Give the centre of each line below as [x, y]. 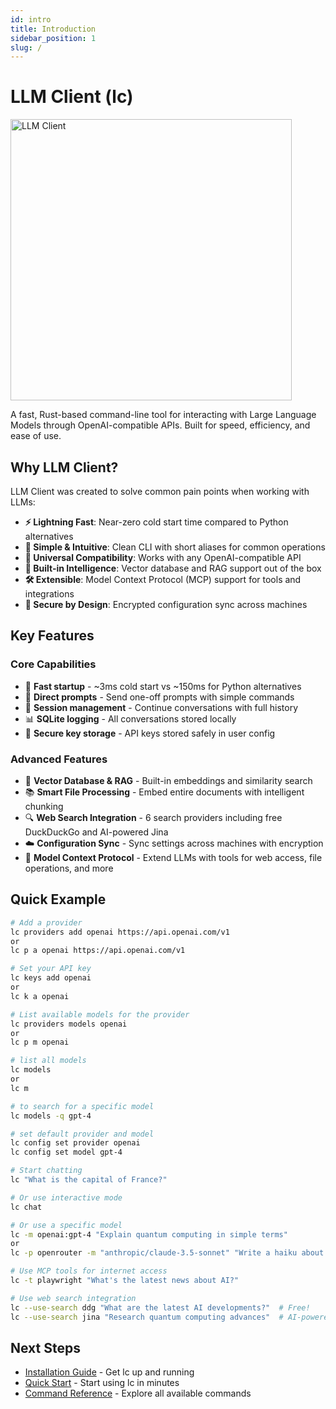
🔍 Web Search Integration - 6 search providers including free [153, 817]
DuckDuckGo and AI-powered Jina [96, 832]
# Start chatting [46, 1171]
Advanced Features [59, 759]
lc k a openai [40, 996]
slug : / [26, 47]
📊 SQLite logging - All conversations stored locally [130, 718]
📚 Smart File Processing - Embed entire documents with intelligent [164, 792]
